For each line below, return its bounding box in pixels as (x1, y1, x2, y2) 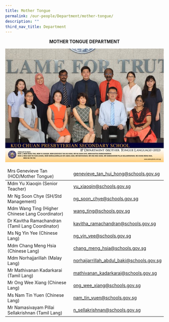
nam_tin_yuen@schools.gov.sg (73, 295, 137, 301)
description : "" (5, 19, 39, 24)
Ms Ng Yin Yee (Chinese (7, 230, 58, 236)
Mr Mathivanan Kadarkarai (7, 267, 62, 274)
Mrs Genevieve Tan (7, 168, 48, 174)
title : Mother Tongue (5, 8, 51, 13)
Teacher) (7, 186, 27, 192)
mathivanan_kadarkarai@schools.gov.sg (73, 270, 157, 276)
